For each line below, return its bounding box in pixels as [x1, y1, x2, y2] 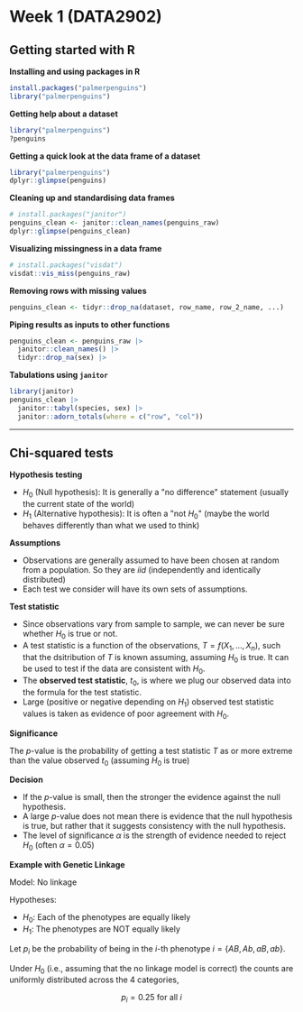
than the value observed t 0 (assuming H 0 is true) [9, 755, 190, 768]
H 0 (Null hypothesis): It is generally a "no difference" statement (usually [22, 487, 289, 500]
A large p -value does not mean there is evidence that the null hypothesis [22, 811, 293, 822]
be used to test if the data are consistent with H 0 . [22, 663, 206, 676]
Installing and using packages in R [9, 66, 141, 77]
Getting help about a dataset [9, 108, 119, 119]
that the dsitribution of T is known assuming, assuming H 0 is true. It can [22, 651, 289, 665]
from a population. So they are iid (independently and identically [22, 565, 262, 575]
